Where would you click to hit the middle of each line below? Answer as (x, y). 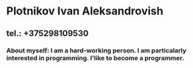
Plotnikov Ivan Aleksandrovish (85, 11)
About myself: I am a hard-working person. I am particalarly (96, 51)
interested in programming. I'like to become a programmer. (95, 58)
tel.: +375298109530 (47, 33)
